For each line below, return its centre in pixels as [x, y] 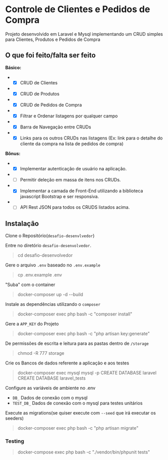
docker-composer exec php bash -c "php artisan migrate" [78, 428]
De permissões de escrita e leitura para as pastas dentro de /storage [77, 343]
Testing [15, 441]
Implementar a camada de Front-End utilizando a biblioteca [81, 191]
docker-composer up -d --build [50, 295]
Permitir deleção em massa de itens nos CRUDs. [70, 180]
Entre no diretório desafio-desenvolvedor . [48, 246]
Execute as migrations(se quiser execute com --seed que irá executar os [81, 413]
